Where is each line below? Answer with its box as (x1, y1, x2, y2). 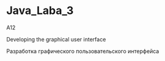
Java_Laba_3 (6, 4, 74, 18)
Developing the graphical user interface (6, 35, 106, 43)
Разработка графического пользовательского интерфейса (6, 47, 159, 55)
